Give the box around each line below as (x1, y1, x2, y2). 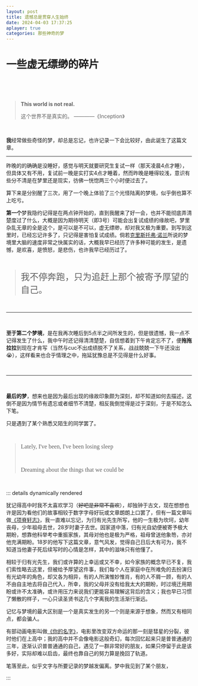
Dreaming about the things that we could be (20, 467, 124, 474)
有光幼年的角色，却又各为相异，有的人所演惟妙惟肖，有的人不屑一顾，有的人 (6, 573, 192, 580)
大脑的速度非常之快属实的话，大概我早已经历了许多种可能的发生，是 (16, 239, 181, 246)
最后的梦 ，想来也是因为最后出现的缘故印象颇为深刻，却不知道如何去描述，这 (6, 393, 192, 400)
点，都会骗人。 (6, 615, 42, 622)
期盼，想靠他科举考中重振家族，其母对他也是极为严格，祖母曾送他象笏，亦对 (6, 531, 192, 539)
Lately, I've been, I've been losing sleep (20, 443, 114, 450)
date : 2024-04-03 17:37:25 (6, 19, 72, 25)
